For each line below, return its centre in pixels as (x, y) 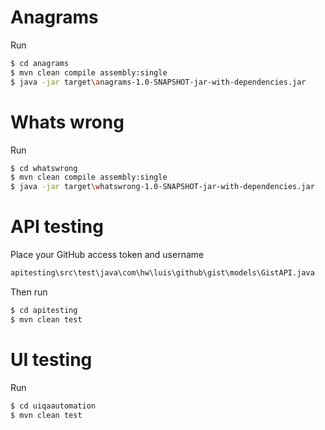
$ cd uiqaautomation (53, 406)
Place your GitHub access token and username (107, 255)
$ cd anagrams (40, 63)
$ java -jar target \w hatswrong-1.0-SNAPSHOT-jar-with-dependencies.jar (162, 187)
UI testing (51, 359)
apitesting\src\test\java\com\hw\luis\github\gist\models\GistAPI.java (162, 273)
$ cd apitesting (44, 310)
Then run (29, 292)
